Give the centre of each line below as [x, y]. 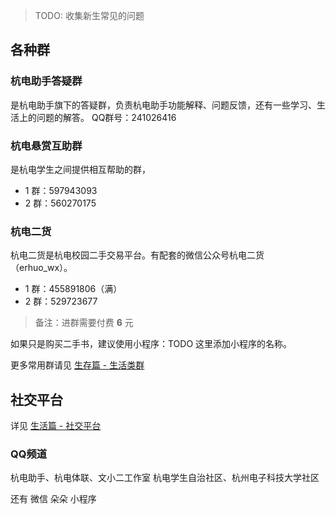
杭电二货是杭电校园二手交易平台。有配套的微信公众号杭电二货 [137, 255]
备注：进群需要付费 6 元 [84, 323]
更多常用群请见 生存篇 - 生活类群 [77, 365]
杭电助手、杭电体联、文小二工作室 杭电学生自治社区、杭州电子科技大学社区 [165, 478]
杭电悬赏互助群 [46, 146]
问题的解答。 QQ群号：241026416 [106, 117]
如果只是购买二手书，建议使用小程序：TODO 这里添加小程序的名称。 [151, 344]
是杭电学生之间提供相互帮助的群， [80, 169]
